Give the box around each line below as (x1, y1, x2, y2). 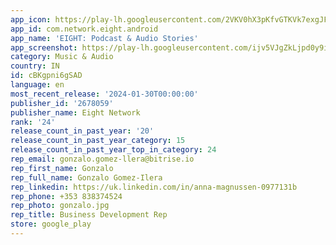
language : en (10, 80, 65, 90)
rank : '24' (10, 117, 56, 127)
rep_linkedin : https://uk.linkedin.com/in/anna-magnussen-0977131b (10, 182, 298, 192)
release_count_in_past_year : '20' (10, 126, 155, 136)
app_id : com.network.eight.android (10, 24, 159, 34)
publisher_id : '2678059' (10, 98, 114, 108)
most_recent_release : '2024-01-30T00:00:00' (10, 89, 199, 99)
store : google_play (10, 219, 92, 230)
